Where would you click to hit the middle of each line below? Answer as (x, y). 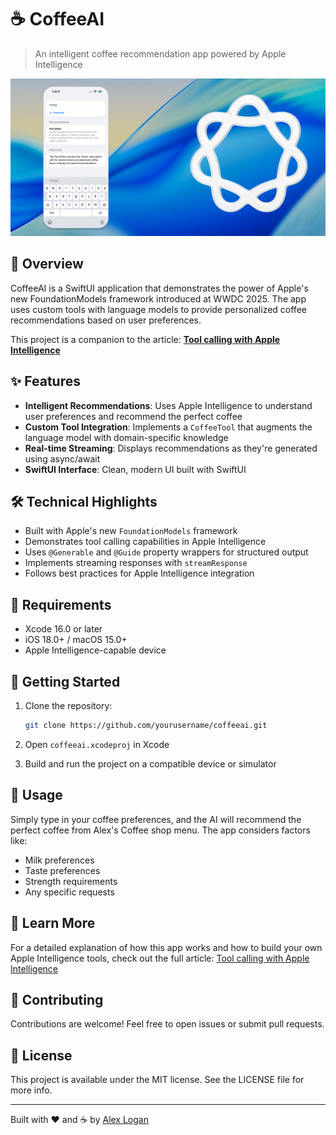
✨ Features (45, 381)
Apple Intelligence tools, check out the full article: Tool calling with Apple (160, 958)
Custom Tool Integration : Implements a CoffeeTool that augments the (168, 427)
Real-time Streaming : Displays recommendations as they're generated (171, 448)
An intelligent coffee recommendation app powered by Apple (160, 53)
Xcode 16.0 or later (63, 629)
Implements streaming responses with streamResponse (136, 563)
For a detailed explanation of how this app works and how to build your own (166, 947)
